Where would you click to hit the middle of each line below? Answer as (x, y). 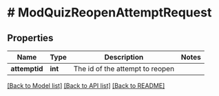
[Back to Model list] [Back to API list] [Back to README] (86, 86)
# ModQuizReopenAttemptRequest (109, 13)
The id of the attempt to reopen (124, 69)
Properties (30, 38)
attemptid (27, 69)
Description (124, 57)
